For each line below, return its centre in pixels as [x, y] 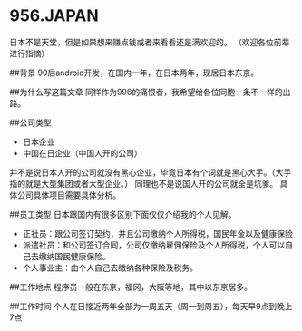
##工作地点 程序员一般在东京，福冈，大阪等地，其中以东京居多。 [131, 287]
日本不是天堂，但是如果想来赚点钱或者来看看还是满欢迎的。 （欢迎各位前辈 [150, 42]
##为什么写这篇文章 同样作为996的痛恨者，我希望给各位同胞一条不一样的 [146, 92]
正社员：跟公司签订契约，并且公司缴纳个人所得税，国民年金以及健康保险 [157, 233]
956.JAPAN [54, 16]
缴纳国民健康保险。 [74, 256]
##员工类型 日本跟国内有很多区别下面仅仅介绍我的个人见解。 [123, 214]
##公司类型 [30, 122]
